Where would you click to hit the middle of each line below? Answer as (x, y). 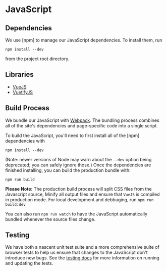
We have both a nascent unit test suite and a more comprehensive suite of (82, 247)
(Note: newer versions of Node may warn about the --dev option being (78, 159)
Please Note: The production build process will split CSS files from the (79, 189)
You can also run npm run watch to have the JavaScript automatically (76, 214)
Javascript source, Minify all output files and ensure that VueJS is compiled (82, 194)
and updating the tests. (29, 263)
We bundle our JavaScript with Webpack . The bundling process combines (82, 120)
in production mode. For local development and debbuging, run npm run (79, 199)
